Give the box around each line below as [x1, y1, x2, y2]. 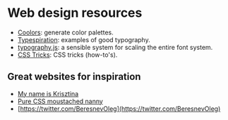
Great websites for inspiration [7, 71, 141, 83]
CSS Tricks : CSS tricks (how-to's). [17, 51, 118, 59]
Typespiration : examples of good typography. [17, 35, 150, 44]
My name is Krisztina [17, 89, 79, 98]
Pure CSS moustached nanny [17, 97, 104, 105]
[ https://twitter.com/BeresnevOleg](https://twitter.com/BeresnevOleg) [17, 104, 221, 113]
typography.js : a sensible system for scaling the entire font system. [17, 43, 213, 51]
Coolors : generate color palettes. [17, 28, 114, 36]
